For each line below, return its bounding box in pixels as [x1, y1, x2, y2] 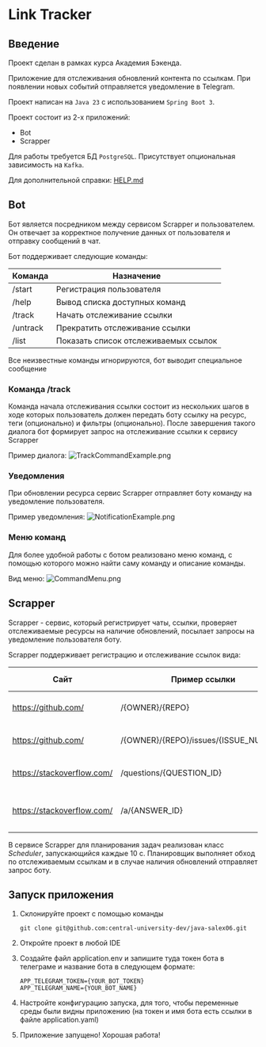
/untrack [12, 322, 44, 333]
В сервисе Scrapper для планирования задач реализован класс [8, 840, 224, 849]
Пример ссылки [171, 673, 236, 684]
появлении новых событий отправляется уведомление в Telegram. [8, 82, 235, 91]
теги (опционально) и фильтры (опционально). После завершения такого [8, 418, 256, 428]
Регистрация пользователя [55, 284, 161, 295]
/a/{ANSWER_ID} [120, 805, 184, 816]
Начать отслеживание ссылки [55, 309, 173, 320]
